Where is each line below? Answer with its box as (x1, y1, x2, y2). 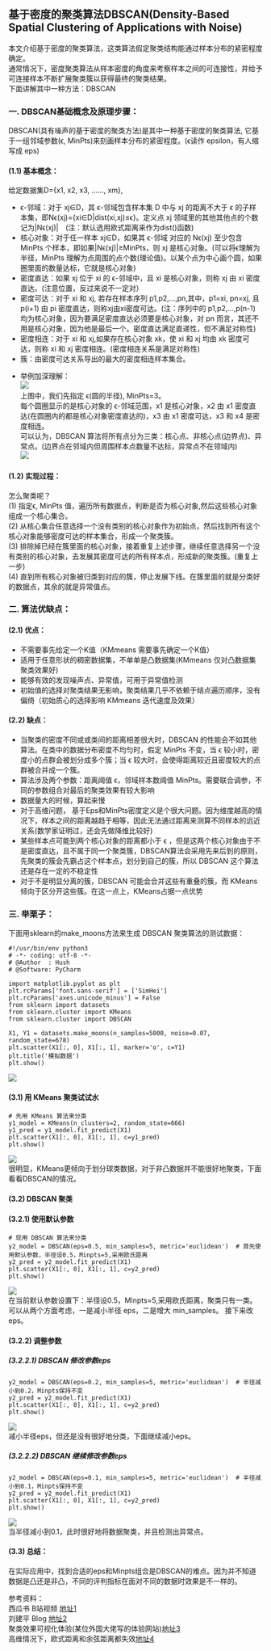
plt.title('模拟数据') (8, 1052, 80, 1060)
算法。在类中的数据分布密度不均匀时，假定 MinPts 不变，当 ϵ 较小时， (19, 744, 252, 754)
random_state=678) (8, 1037, 70, 1045)
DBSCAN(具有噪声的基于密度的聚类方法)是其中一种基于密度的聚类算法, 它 (8, 126, 252, 136)
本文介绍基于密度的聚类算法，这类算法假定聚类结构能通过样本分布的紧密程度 (8, 43, 263, 53)
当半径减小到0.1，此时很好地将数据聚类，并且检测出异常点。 (8, 1527, 208, 1536)
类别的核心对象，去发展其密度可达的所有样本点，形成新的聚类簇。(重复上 (15, 551, 259, 561)
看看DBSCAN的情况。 (8, 1174, 81, 1184)
